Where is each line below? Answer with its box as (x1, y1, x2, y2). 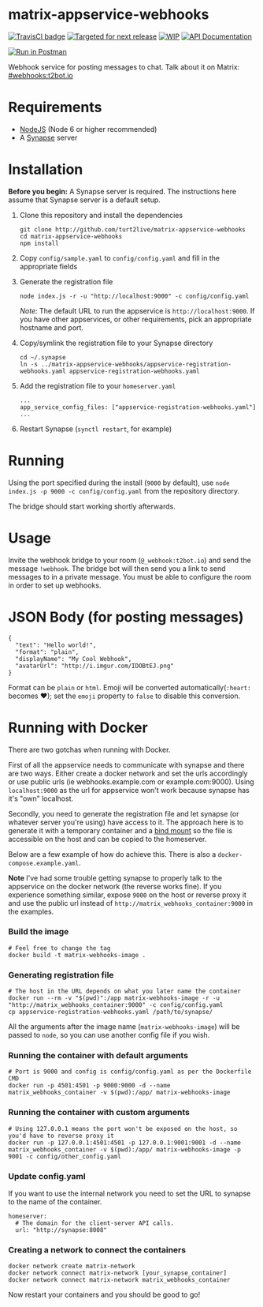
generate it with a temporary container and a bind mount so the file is (8, 825, 233, 835)
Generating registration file (8, 969, 114, 980)
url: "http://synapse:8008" (15, 1226, 108, 1234)
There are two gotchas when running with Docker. (8, 745, 171, 754)
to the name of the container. (8, 1197, 102, 1207)
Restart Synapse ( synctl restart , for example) (19, 424, 172, 434)
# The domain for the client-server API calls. (15, 1219, 175, 1227)
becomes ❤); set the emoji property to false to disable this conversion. (8, 691, 241, 700)
